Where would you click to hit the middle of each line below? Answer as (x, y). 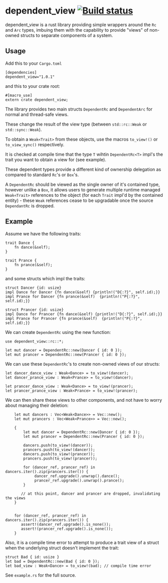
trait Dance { (20, 243)
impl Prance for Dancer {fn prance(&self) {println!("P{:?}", (73, 296)
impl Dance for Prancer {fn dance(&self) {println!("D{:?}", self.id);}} (84, 314)
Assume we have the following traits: (43, 234)
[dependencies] (21, 72)
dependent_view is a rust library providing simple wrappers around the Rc (81, 25)
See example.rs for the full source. (41, 575)
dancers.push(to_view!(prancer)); (59, 454)
